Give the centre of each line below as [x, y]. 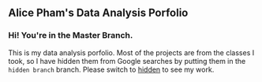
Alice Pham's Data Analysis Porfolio [98, 13]
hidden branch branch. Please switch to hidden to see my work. [111, 69]
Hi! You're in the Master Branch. [71, 35]
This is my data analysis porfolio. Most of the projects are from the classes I [131, 52]
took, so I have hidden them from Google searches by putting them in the [127, 61]
